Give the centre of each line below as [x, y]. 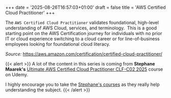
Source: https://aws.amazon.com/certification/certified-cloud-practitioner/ [84, 54]
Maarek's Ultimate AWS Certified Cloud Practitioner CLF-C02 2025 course [84, 69]
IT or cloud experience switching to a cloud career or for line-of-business [82, 39]
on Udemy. [17, 75]
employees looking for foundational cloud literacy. [58, 44]
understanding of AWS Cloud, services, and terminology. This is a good [81, 28]
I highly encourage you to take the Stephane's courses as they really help [82, 84]
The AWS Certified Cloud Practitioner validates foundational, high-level [82, 23]
